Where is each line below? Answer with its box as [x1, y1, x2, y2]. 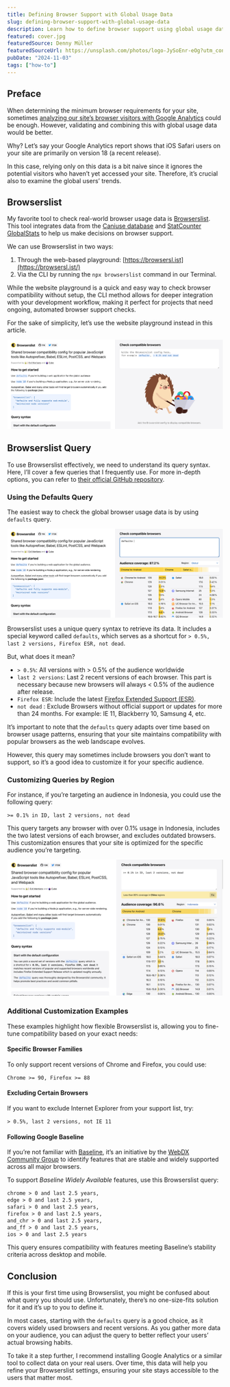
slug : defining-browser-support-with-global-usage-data [7, 18, 170, 25]
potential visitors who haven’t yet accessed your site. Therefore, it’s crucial [7, 169, 218, 178]
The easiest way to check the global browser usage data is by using [7, 508, 199, 516]
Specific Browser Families [7, 1045, 83, 1053]
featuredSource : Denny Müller [7, 40, 94, 47]
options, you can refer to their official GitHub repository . [7, 475, 165, 483]
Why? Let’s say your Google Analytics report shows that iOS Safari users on [7, 141, 221, 150]
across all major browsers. [7, 1163, 82, 1171]
